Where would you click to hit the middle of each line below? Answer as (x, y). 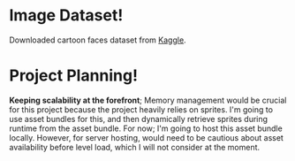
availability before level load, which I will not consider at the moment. (135, 147)
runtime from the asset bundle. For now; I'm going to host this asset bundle (146, 128)
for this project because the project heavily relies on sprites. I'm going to (141, 109)
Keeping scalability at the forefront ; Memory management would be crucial (148, 100)
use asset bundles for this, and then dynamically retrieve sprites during (138, 119)
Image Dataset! (66, 15)
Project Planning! (74, 76)
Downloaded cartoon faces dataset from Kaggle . (98, 40)
